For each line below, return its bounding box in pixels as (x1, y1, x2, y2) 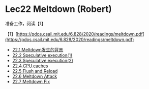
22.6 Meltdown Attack (12, 73, 58, 79)
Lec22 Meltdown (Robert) (5, 3, 112, 15)
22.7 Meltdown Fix (12, 78, 50, 85)
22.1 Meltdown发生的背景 (12, 46, 63, 52)
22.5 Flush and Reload (12, 68, 58, 74)
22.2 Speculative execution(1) (12, 52, 73, 58)
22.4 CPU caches (12, 63, 48, 69)
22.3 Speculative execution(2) (12, 57, 74, 63)
